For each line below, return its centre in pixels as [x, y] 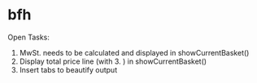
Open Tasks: [29, 37]
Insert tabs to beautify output [68, 69]
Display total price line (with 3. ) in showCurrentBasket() [113, 61]
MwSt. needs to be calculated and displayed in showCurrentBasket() [134, 52]
